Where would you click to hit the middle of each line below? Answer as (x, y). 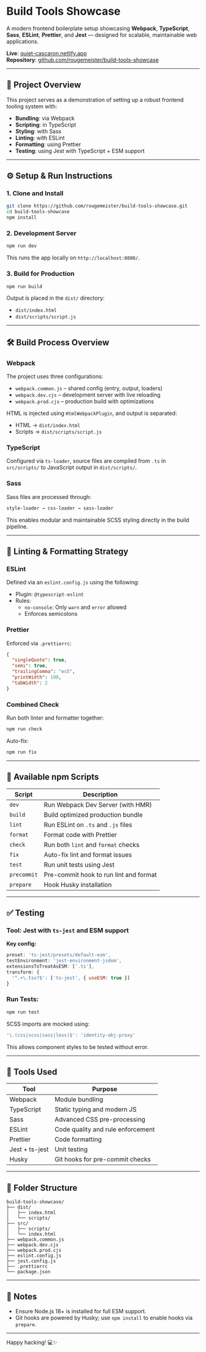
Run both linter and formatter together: (55, 718)
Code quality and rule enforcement (105, 1130)
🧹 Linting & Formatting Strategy (67, 551)
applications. (22, 41)
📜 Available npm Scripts (53, 777)
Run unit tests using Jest (79, 865)
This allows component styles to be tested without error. (78, 1047)
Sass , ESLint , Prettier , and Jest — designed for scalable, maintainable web (102, 34)
